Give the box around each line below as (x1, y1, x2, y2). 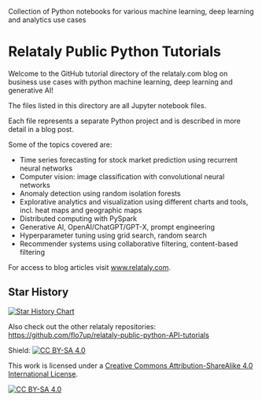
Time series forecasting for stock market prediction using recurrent (19, 155, 238, 164)
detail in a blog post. (8, 124, 75, 133)
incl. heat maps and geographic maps (19, 205, 142, 215)
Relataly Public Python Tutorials (8, 43, 222, 61)
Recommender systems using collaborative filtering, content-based (19, 238, 238, 248)
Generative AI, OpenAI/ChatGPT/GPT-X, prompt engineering (19, 222, 215, 231)
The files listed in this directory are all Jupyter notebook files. (8, 100, 207, 110)
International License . (8, 369, 79, 378)
